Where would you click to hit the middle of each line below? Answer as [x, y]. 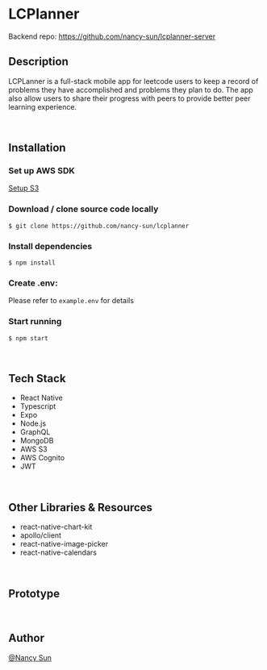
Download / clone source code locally [83, 209]
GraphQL [35, 432]
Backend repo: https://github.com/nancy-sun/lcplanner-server [112, 36]
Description [38, 62]
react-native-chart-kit [56, 527]
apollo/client [41, 535]
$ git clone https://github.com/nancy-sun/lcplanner [99, 226]
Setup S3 [24, 188]
